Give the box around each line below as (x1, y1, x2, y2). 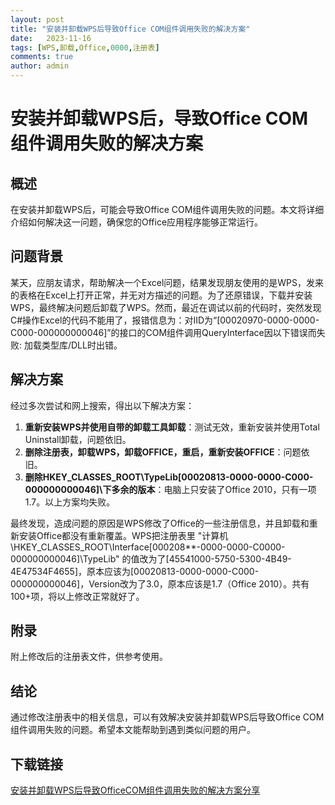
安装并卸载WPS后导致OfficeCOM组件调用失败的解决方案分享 (10, 784, 261, 796)
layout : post (10, 14, 65, 25)
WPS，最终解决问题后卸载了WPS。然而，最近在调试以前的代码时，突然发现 (10, 301, 322, 313)
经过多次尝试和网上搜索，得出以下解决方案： (10, 399, 195, 411)
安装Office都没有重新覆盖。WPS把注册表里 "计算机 (18, 529, 229, 541)
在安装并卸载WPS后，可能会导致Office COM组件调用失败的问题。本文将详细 (10, 204, 325, 215)
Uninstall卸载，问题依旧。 (24, 433, 132, 445)
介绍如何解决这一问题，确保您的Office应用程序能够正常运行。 (10, 216, 264, 228)
